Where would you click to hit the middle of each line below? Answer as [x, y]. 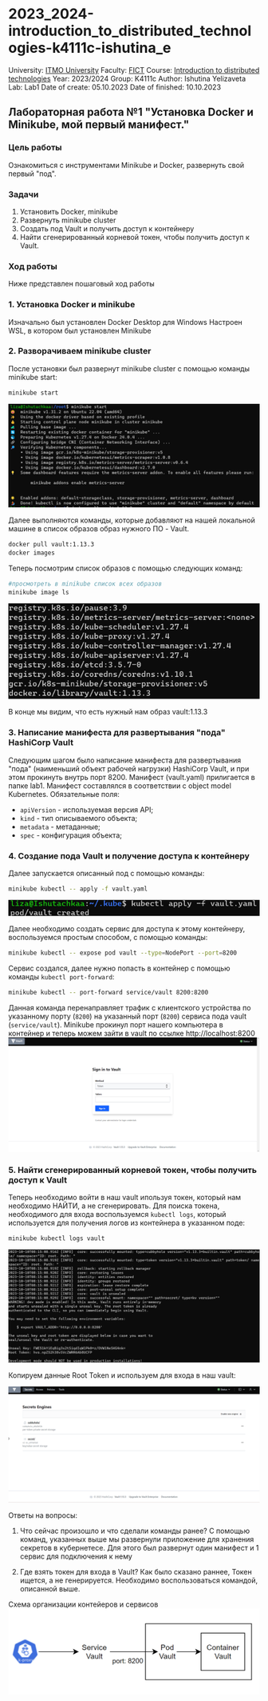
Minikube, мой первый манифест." [99, 125]
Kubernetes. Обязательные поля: [64, 794]
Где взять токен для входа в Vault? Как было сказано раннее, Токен [136, 1571]
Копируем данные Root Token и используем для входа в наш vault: [122, 1375]
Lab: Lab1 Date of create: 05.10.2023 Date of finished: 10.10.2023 [115, 87]
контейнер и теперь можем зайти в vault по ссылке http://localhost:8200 [132, 1034]
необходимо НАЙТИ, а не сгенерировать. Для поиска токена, [114, 1206]
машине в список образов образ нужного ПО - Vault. [99, 529]
